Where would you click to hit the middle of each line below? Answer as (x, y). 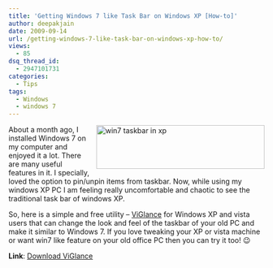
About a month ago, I (43, 130)
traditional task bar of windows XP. (67, 199)
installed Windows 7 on (48, 138)
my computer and (38, 147)
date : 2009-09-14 (38, 31)
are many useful (35, 164)
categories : (28, 76)
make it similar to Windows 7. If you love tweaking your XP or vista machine (134, 231)
